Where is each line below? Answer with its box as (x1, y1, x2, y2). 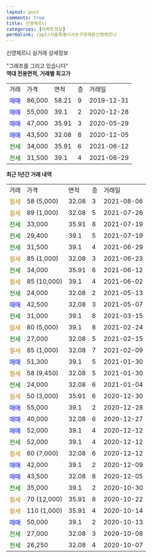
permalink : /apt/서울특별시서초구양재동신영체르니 (6, 32, 117, 38)
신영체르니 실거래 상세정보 (6, 50, 69, 57)
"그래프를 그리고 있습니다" (6, 62, 69, 70)
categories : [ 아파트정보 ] (6, 26, 66, 32)
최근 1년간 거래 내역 (6, 171, 52, 178)
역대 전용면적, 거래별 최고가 (6, 70, 71, 77)
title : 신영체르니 (6, 20, 47, 26)
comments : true (6, 15, 45, 21)
